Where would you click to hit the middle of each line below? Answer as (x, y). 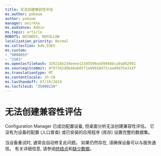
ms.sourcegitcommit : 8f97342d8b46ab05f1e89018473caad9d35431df (71, 69)
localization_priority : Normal (37, 41)
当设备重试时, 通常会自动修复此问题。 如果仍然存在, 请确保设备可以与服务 (78, 143)
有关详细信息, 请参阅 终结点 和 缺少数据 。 (54, 149)
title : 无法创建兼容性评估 (29, 9)
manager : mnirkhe (23, 23)
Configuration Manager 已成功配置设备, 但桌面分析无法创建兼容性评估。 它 (80, 126)
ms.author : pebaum (24, 14)
